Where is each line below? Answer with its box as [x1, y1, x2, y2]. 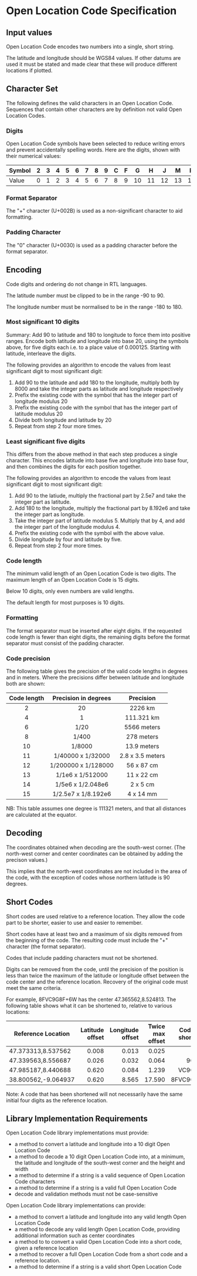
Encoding [6, 265, 42, 275]
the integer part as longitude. [14, 511, 85, 518]
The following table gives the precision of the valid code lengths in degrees [6, 668, 188, 674]
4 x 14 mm [127, 790, 157, 798]
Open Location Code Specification [6, 4, 177, 18]
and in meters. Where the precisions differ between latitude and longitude [6, 674, 185, 681]
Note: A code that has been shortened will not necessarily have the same [6, 1090, 183, 1097]
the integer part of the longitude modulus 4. [14, 523, 120, 530]
